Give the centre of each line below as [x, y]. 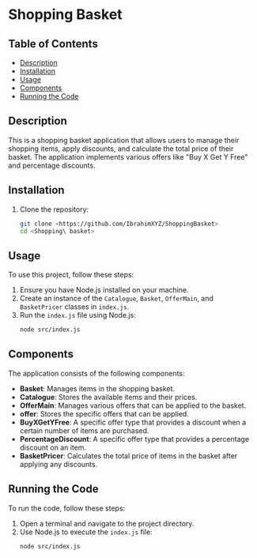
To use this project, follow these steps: [71, 275]
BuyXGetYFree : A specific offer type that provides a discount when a [133, 422]
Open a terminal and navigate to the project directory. [107, 523]
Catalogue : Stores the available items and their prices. [108, 397]
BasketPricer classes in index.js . [74, 307]
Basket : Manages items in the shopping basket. [97, 388]
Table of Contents [53, 44]
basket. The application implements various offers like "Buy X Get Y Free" [128, 156]
